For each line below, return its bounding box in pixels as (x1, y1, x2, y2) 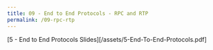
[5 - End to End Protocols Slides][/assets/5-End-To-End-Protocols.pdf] (7, 35, 207, 43)
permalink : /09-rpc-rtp (7, 16, 75, 23)
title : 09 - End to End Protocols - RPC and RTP (7, 10, 149, 17)
